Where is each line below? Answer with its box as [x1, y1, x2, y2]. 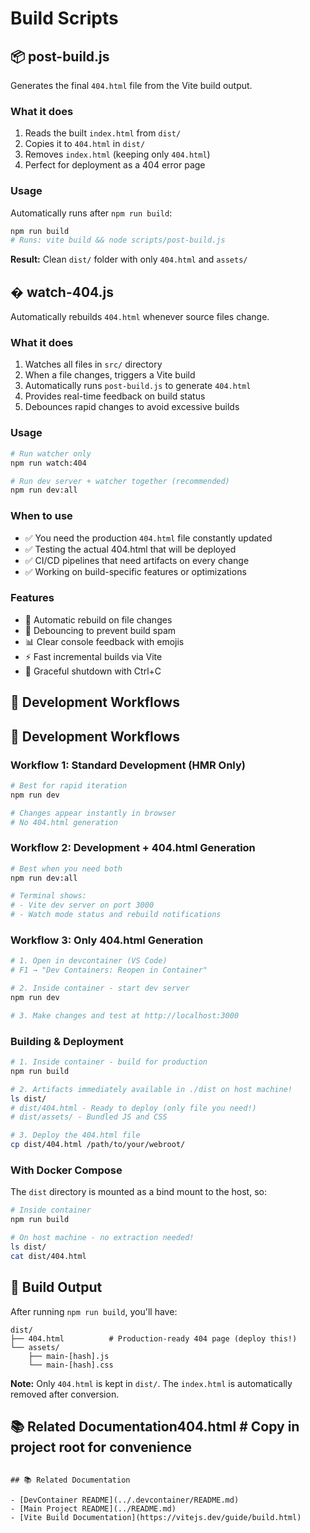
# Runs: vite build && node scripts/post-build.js [10, 235, 226, 246]
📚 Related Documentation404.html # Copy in [10, 1418, 300, 1435]
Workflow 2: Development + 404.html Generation [10, 841, 256, 855]
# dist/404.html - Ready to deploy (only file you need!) [10, 1103, 257, 1113]
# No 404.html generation [10, 817, 118, 827]
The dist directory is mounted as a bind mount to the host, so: [10, 1186, 267, 1198]
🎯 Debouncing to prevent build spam [24, 624, 177, 636]
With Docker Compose [10, 1163, 123, 1177]
